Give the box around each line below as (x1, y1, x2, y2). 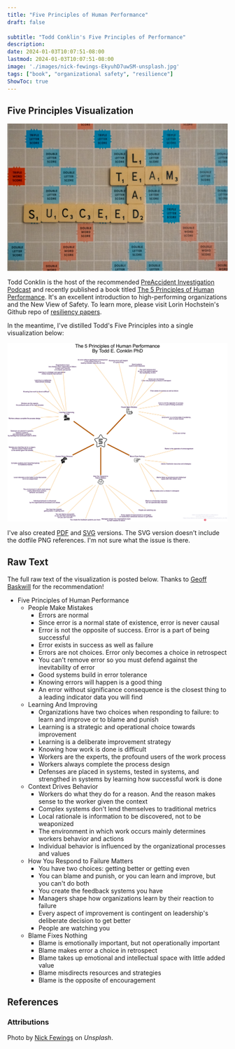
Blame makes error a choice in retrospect (38, 946, 157, 954)
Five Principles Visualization (7, 104, 134, 116)
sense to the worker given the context (38, 797, 148, 806)
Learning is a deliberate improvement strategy (38, 737, 171, 746)
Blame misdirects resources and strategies (38, 968, 162, 977)
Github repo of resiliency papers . (7, 307, 102, 316)
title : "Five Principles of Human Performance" (7, 11, 149, 18)
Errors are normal (38, 611, 89, 619)
